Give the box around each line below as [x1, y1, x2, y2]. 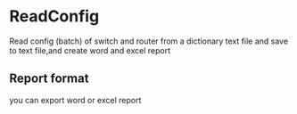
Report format [9, 71, 89, 86]
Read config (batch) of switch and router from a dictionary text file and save [9, 36, 288, 46]
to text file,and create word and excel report [9, 45, 171, 55]
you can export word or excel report [9, 94, 142, 105]
